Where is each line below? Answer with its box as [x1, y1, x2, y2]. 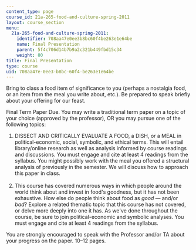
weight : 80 [16, 52, 43, 58]
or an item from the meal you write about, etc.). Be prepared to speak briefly [6, 91, 191, 98]
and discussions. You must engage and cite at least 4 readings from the [14, 151, 188, 158]
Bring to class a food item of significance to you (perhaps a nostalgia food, [6, 85, 187, 92]
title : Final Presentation [6, 58, 72, 63]
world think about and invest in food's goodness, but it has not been [14, 188, 180, 195]
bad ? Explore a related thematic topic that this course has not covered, [14, 201, 186, 208]
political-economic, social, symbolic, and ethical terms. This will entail [14, 138, 184, 146]
